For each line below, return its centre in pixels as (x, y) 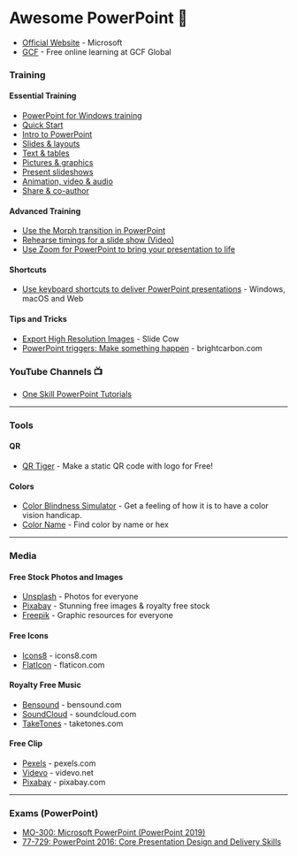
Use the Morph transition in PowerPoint (94, 231)
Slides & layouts (51, 144)
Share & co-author (56, 191)
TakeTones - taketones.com (72, 723)
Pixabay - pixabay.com (64, 783)
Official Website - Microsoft (72, 42)
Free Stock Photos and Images (66, 577)
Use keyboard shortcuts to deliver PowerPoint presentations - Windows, (153, 289)
